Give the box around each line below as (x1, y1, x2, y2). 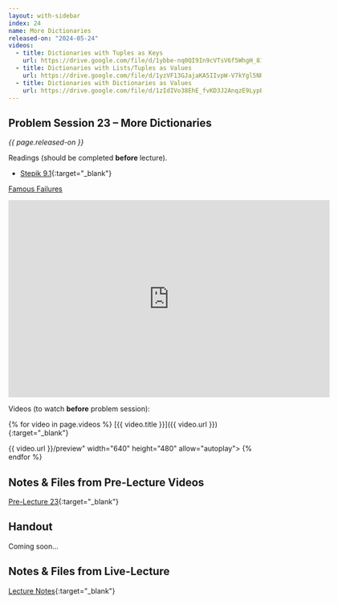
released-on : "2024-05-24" (8, 34, 99, 43)
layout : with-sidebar (8, 11, 81, 20)
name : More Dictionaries (8, 27, 92, 35)
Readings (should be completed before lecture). (8, 153, 168, 163)
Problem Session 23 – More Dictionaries (8, 116, 213, 129)
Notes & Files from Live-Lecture (8, 565, 170, 578)
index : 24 (8, 19, 42, 27)
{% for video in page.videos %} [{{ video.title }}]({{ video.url (8, 419, 207, 430)
